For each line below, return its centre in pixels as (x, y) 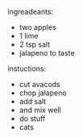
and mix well (40, 110)
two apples (38, 27)
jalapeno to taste (47, 53)
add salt (33, 101)
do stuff (32, 119)
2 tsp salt (35, 44)
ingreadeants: (31, 12)
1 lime (29, 36)
